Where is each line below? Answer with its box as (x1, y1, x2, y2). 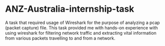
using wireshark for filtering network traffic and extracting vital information (5, 30, 157, 36)
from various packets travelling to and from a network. (5, 35, 116, 41)
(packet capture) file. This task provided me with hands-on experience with (5, 24, 158, 30)
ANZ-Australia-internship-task (5, 3, 134, 15)
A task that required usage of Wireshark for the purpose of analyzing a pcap (5, 20, 160, 25)
